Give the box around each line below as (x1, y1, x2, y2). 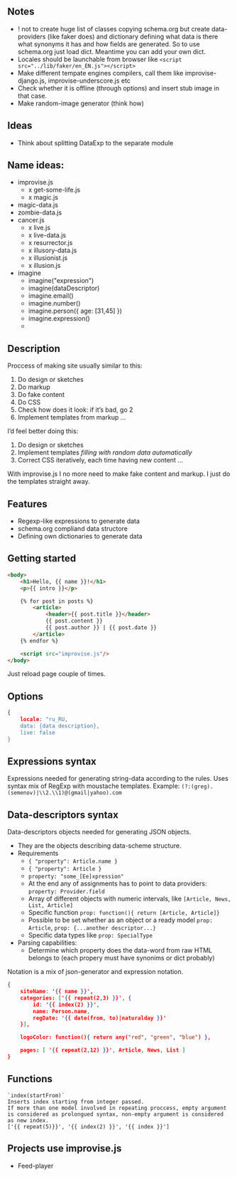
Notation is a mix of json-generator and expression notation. (7, 968, 184, 976)
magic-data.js (17, 201, 59, 209)
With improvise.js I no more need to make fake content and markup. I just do (7, 470, 231, 478)
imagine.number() (28, 299, 81, 308)
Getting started (7, 552, 77, 565)
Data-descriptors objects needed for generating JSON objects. (7, 828, 192, 836)
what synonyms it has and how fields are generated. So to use (17, 39, 200, 48)
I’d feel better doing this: (7, 427, 79, 435)
